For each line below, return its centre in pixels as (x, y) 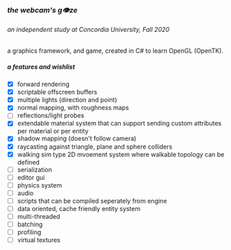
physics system (40, 185)
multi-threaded (38, 217)
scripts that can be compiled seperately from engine (92, 201)
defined (28, 162)
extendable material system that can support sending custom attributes (119, 124)
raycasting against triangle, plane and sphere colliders (95, 147)
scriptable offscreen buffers (57, 92)
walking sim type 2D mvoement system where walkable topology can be (121, 154)
